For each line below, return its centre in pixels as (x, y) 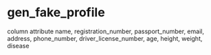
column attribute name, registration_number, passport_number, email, (106, 31)
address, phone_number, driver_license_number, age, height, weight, (105, 38)
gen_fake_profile (56, 13)
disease (18, 45)
